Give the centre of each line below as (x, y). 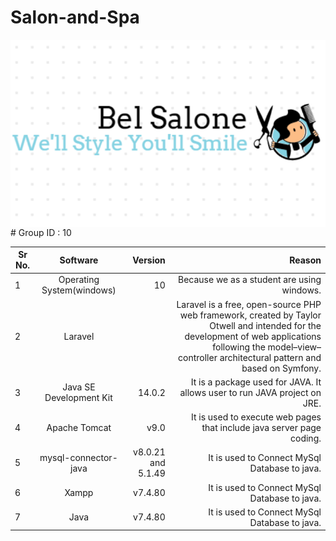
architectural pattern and (270, 357)
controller (198, 357)
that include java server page (261, 428)
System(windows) (79, 290)
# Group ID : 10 (41, 232)
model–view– (294, 347)
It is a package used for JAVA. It (256, 382)
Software (79, 260)
